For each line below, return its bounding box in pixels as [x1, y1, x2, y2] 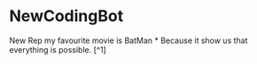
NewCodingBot [9, 6, 124, 26]
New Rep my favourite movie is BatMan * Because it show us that [9, 35, 248, 46]
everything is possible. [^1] [9, 44, 106, 54]
